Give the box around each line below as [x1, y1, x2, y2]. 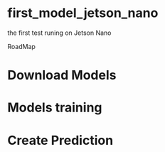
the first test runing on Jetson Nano [7, 28, 112, 37]
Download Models [7, 67, 117, 83]
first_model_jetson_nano [7, 5, 159, 21]
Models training [7, 99, 102, 116]
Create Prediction [7, 132, 114, 148]
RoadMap [7, 42, 36, 50]
